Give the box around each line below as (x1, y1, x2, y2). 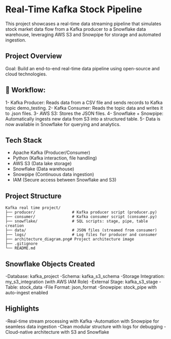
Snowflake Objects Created (5, 260, 95, 268)
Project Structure (5, 191, 62, 201)
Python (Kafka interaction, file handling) (12, 155, 98, 161)
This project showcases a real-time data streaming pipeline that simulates (5, 21, 162, 27)
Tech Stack (5, 136, 42, 145)
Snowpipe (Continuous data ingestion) (12, 171, 94, 177)
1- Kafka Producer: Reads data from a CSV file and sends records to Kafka (5, 99, 163, 106)
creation (5, 223, 24, 229)
